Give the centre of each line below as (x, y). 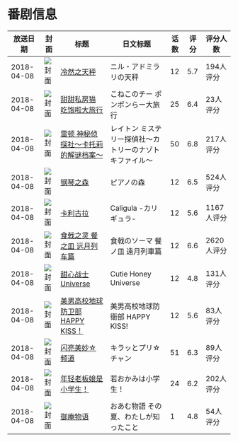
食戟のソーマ (132, 240)
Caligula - (127, 208)
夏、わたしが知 (135, 417)
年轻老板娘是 (81, 378)
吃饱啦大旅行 (81, 110)
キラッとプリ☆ (135, 347)
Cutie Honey (131, 274)
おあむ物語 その (136, 406)
